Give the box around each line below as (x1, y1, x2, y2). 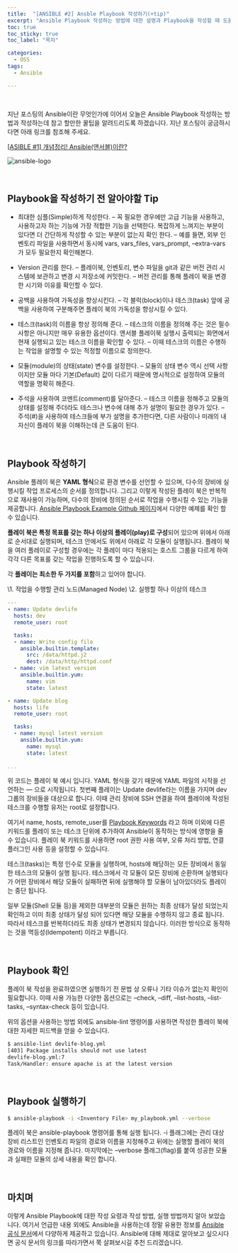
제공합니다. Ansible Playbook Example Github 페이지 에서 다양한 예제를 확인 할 (7, 504, 227, 513)
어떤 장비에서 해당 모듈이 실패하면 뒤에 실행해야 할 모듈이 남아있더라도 (14, 877, 208, 886)
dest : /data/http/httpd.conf (25, 658, 113, 665)
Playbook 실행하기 (7, 1096, 86, 1108)
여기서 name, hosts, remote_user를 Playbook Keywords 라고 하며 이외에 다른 (7, 818, 225, 827)
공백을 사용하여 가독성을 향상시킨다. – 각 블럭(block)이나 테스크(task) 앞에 (17, 296, 223, 305)
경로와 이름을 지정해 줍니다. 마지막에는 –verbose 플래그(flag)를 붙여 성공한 (7, 1146, 215, 1154)
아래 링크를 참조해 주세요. (20, 127, 91, 135)
